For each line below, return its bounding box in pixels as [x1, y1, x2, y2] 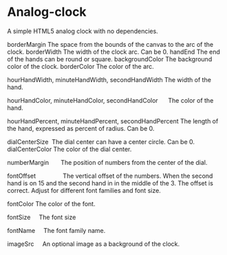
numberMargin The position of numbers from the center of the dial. [7, 158, 208, 166]
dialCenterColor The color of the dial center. [7, 145, 132, 153]
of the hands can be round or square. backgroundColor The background [7, 54, 213, 63]
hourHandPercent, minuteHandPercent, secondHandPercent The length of [7, 116, 219, 125]
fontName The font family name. [7, 226, 106, 234]
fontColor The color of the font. [7, 199, 96, 207]
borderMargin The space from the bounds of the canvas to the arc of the [7, 40, 214, 48]
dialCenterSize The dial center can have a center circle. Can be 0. [7, 137, 195, 145]
